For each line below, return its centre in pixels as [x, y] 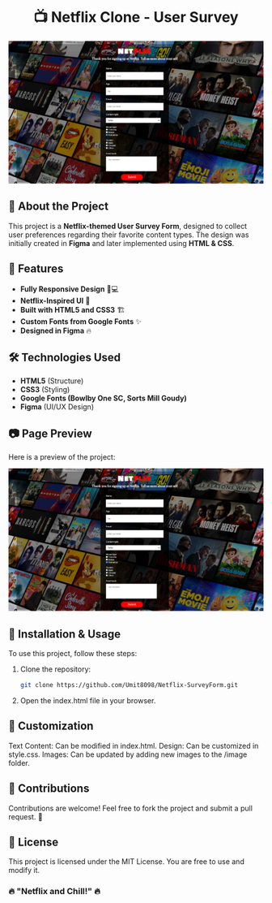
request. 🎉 [25, 817]
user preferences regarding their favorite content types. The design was [129, 235]
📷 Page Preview [50, 433]
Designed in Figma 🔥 [55, 331]
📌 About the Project [59, 207]
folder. [19, 763]
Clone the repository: [55, 669]
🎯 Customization [51, 726]
